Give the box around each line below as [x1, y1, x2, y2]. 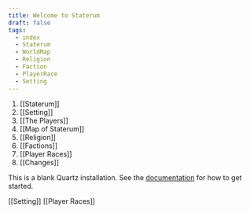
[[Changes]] [19, 157, 59, 167]
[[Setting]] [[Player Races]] [8, 196, 96, 205]
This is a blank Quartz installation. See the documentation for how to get [8, 172, 242, 182]
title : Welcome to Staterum [8, 11, 101, 20]
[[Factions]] [19, 141, 58, 150]
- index [15, 33, 41, 42]
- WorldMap [15, 48, 51, 56]
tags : [8, 26, 26, 34]
